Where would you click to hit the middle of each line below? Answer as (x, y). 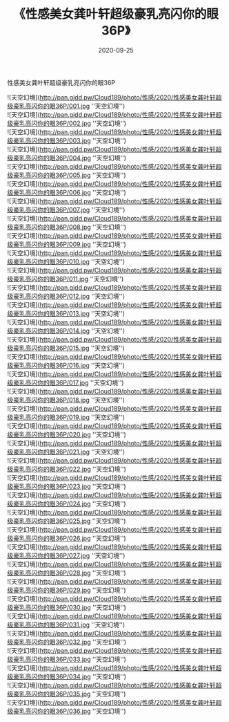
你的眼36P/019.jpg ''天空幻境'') (81, 417)
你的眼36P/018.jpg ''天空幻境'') (81, 400)
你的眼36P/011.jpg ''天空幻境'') (80, 279)
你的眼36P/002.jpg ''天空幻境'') (81, 123)
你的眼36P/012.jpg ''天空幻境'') (81, 296)
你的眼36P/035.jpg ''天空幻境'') (81, 694)
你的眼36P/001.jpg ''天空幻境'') (81, 106)
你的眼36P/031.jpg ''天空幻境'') (81, 624)
